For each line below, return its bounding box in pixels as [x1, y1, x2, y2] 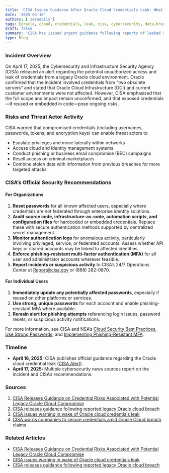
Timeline [5, 344, 27, 351]
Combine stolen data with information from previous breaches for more [12, 161, 160, 167]
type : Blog [5, 36, 28, 41]
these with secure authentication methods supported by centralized [12, 224, 153, 230]
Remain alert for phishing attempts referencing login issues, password [12, 311, 161, 317]
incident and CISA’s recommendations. [12, 371, 93, 377]
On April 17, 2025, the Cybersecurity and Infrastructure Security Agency [5, 63, 154, 69]
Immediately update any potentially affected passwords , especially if [12, 290, 159, 296]
